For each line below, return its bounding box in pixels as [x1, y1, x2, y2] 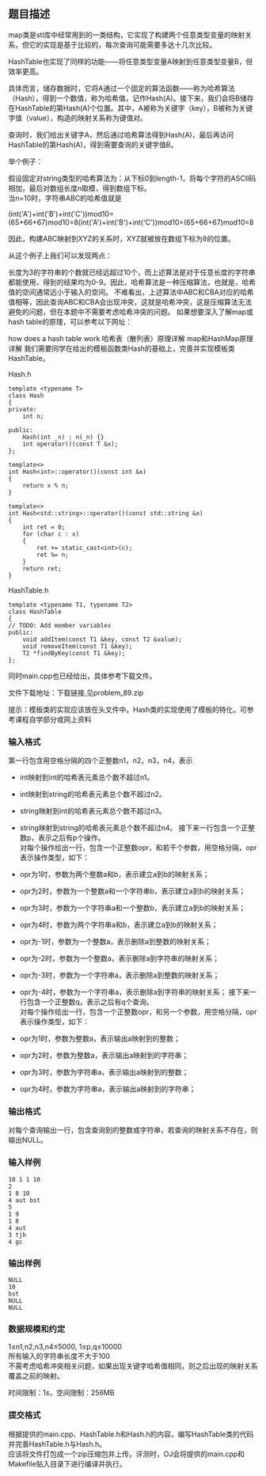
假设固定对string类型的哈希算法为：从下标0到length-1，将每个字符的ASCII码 [8, 173, 256, 183]
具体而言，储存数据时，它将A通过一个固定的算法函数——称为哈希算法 [8, 83, 235, 93]
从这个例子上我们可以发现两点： [8, 250, 112, 260]
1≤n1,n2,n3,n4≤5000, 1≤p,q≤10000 [8, 1342, 123, 1352]
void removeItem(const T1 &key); [22, 642, 133, 651]
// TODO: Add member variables [8, 621, 112, 629]
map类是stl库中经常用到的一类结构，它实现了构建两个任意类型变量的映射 [8, 30, 245, 40]
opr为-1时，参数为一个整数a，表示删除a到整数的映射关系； [19, 937, 211, 947]
